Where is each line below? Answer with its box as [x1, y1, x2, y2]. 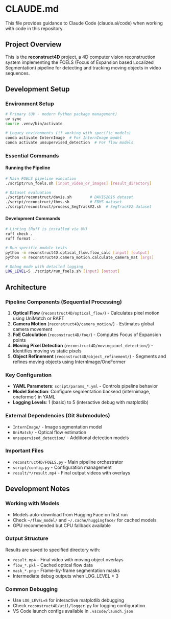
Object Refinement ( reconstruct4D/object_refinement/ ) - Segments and [12, 353, 166, 359]
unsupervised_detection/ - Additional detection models [12, 435, 129, 441]
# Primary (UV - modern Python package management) [5, 112, 117, 117]
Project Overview [5, 40, 62, 49]
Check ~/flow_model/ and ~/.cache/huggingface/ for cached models [12, 517, 157, 523]
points [12, 337, 27, 343]
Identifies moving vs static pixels [12, 348, 82, 354]
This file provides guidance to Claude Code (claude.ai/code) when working [5, 20, 163, 26]
